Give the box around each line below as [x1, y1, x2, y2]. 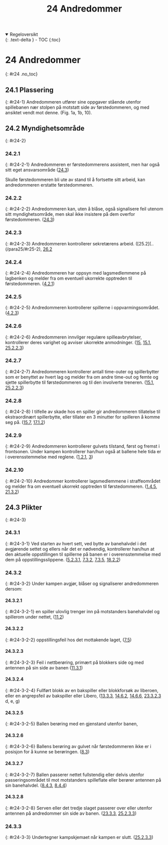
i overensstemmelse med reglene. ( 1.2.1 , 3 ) [5, 454, 93, 460]
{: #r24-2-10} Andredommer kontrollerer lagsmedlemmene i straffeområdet [5, 478, 160, 484]
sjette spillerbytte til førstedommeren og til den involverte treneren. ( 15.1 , [5, 379, 154, 385]
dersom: [5, 586, 23, 592]
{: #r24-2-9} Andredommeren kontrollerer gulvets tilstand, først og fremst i [5, 443, 160, 449]
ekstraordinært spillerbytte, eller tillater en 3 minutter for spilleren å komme [5, 414, 160, 420]
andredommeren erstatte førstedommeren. [5, 182, 94, 188]
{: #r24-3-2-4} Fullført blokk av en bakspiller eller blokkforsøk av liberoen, [5, 687, 159, 693]
